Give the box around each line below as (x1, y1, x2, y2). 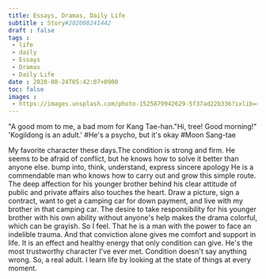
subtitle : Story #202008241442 (8, 19, 112, 27)
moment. (8, 263, 37, 273)
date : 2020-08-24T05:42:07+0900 (8, 78, 119, 86)
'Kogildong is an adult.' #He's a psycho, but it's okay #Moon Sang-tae (8, 130, 236, 139)
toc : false (8, 85, 44, 94)
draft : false (8, 26, 55, 34)
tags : (8, 33, 30, 42)
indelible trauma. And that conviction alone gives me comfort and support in (8, 230, 256, 239)
